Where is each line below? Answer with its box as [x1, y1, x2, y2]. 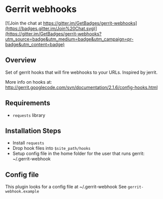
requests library [12, 112, 45, 118]
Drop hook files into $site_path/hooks [12, 145, 91, 151]
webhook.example [5, 189, 39, 194]
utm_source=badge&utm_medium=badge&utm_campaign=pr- [5, 36, 134, 42]
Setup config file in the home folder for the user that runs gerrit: [12, 150, 145, 156]
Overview [5, 56, 37, 65]
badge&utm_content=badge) [5, 41, 65, 47]
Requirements [5, 99, 50, 107]
